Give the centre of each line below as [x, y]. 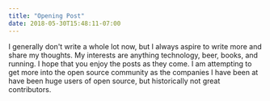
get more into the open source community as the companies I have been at [133, 72]
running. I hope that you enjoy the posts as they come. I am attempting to [130, 63]
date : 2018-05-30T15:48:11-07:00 [65, 23]
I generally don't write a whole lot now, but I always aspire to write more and [135, 46]
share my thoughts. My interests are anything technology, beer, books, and [133, 55]
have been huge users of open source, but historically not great [114, 81]
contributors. [30, 89]
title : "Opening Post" [46, 16]
